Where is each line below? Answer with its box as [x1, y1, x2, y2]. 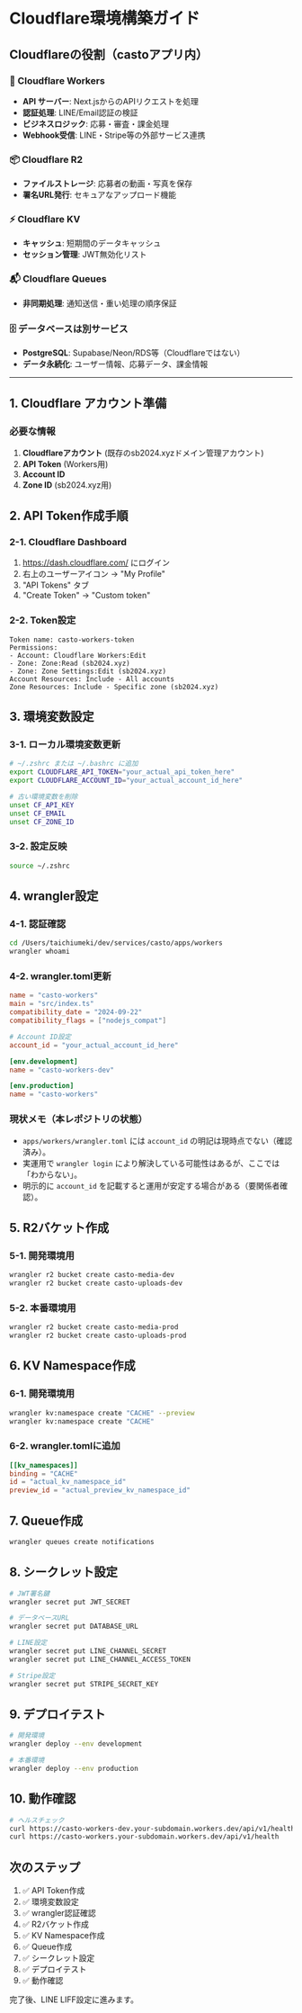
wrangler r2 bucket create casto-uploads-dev [9, 1279, 182, 1288]
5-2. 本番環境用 [9, 1301, 76, 1314]
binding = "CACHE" [9, 1469, 78, 1478]
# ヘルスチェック [9, 1815, 65, 1825]
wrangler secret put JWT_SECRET [9, 1597, 130, 1606]
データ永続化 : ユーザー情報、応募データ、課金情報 [22, 359, 209, 370]
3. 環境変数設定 [9, 709, 94, 724]
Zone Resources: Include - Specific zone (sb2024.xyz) [9, 682, 219, 691]
